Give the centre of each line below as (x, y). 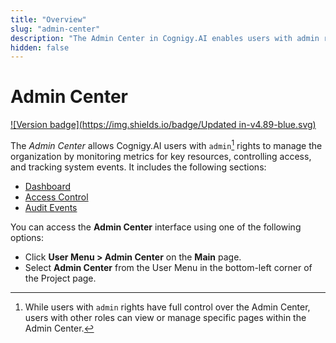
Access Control (56, 197)
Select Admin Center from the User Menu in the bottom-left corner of (168, 267)
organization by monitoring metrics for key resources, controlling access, (161, 156)
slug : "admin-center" (55, 29)
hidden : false (40, 47)
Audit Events (51, 207)
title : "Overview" (48, 19)
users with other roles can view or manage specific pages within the (165, 317)
